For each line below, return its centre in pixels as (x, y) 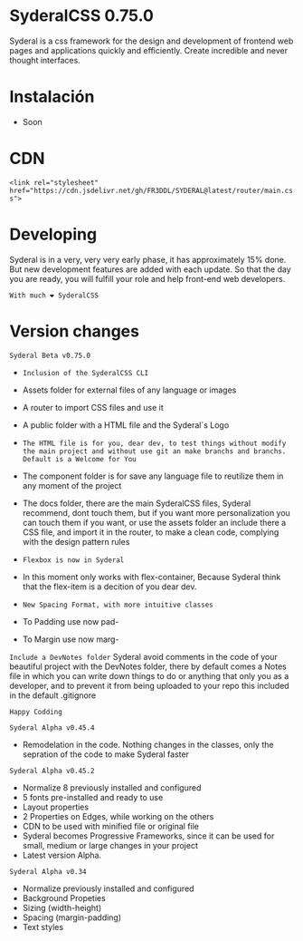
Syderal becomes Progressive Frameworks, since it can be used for (148, 836)
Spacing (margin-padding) (72, 917)
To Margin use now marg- (71, 639)
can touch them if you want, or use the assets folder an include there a (154, 522)
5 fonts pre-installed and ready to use (93, 797)
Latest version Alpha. (62, 855)
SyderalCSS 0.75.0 (81, 16)
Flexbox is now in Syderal (73, 560)
